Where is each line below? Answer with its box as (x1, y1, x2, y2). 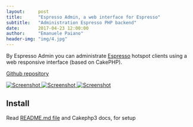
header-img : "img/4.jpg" (6, 36, 68, 42)
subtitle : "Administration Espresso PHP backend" (6, 19, 137, 25)
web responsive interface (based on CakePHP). (6, 58, 123, 66)
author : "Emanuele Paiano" (6, 31, 84, 37)
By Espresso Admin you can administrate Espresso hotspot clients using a (6, 53, 187, 59)
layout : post (6, 8, 49, 15)
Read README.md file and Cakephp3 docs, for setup (6, 114, 136, 121)
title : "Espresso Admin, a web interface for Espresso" (6, 14, 161, 20)
